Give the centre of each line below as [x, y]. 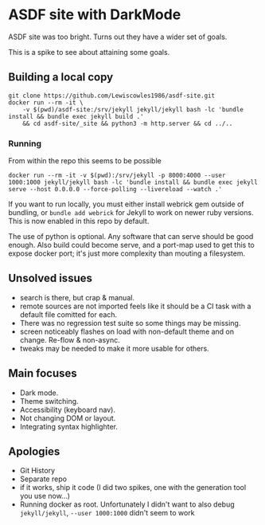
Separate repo [43, 479]
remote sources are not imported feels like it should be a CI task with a [135, 306]
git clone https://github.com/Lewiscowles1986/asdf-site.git [112, 96]
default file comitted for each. [68, 314]
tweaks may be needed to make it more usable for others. [114, 348]
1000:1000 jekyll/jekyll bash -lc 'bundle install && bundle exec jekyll [133, 182]
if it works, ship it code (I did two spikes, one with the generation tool [133, 488]
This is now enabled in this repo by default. [79, 221]
